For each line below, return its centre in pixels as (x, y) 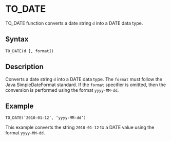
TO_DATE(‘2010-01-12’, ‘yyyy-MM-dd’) (46, 118)
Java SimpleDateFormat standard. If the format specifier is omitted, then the (85, 85)
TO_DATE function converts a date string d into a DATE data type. (74, 23)
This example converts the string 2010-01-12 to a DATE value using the (80, 127)
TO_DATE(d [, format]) (30, 51)
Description (24, 67)
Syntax (17, 39)
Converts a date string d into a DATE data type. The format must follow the (84, 79)
